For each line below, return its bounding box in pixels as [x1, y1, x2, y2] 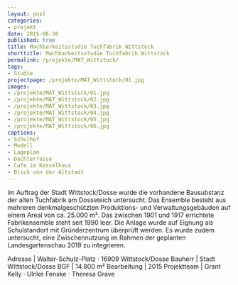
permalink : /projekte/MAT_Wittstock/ [7, 57, 119, 64]
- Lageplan [7, 149, 40, 156]
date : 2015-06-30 [7, 30, 59, 38]
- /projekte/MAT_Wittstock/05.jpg [7, 116, 110, 123]
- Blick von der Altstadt [7, 168, 84, 176]
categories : [7, 17, 43, 24]
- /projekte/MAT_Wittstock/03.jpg [7, 103, 110, 110]
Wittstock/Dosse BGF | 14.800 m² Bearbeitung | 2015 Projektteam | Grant [7, 262, 222, 270]
